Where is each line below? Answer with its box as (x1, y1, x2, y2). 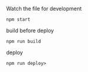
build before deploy (6, 27, 54, 34)
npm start (6, 17, 31, 23)
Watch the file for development (6, 5, 82, 12)
